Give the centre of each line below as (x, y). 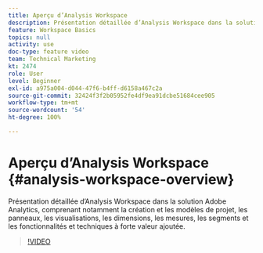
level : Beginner (34, 81)
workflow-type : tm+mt (43, 103)
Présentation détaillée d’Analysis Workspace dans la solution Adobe (117, 201)
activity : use (31, 45)
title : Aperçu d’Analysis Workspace (68, 15)
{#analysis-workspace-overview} (121, 180)
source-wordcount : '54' (47, 110)
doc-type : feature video (49, 52)
